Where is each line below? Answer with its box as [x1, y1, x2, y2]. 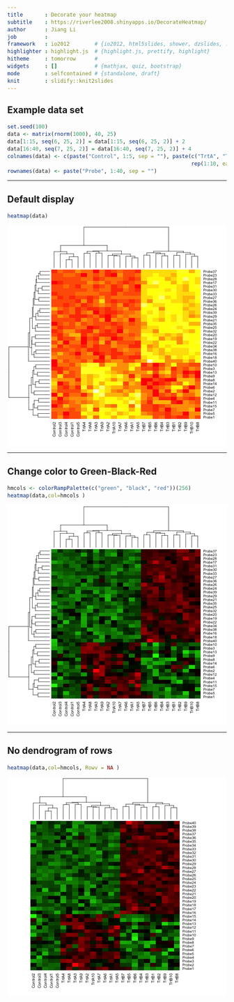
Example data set [7, 104, 84, 116]
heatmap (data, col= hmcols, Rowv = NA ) [7, 764, 120, 771]
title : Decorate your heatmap [7, 11, 117, 18]
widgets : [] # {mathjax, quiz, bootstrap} [7, 63, 182, 70]
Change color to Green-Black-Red [7, 465, 157, 477]
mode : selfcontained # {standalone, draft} [7, 70, 160, 77]
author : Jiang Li [7, 26, 77, 33]
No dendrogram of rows [7, 745, 113, 757]
